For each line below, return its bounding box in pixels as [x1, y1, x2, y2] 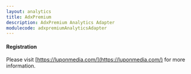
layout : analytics [6, 8, 51, 15]
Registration [6, 43, 37, 50]
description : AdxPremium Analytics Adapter [6, 19, 115, 25]
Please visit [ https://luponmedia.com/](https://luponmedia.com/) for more [6, 56, 185, 63]
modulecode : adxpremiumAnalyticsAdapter [6, 25, 108, 31]
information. [6, 62, 36, 69]
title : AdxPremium [6, 14, 51, 20]
